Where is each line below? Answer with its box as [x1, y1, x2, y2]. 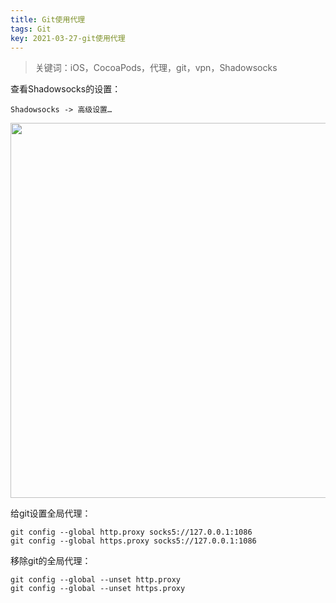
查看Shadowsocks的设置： [10, 83, 122, 95]
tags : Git [10, 24, 52, 34]
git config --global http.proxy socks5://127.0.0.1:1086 [10, 527, 253, 538]
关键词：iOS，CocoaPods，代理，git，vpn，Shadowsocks [34, 62, 278, 74]
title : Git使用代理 [10, 14, 86, 25]
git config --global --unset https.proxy [10, 584, 186, 594]
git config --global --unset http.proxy [10, 575, 182, 585]
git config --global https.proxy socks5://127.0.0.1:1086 [10, 536, 257, 546]
